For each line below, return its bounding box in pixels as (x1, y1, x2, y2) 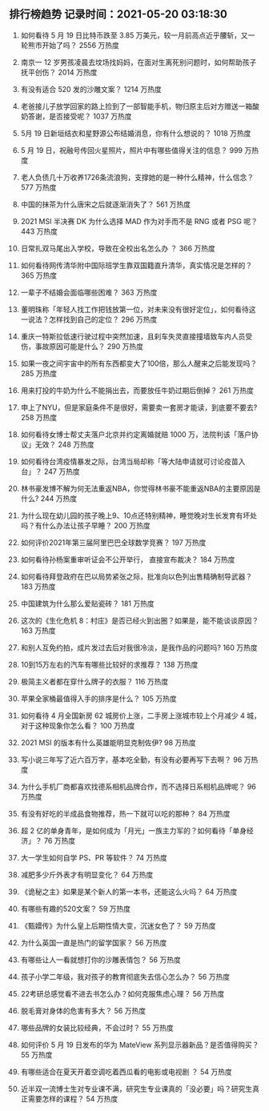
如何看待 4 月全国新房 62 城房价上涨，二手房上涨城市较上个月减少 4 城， (20, 711, 261, 720)
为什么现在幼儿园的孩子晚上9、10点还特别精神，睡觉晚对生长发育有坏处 (20, 511, 258, 520)
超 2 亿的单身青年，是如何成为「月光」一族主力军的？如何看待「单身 (20, 825, 247, 835)
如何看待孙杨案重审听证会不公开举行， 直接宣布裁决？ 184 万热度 (20, 555, 235, 564)
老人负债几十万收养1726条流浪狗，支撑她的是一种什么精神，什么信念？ (20, 172, 255, 182)
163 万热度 (20, 625, 56, 635)
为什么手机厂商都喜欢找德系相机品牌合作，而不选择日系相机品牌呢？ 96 (20, 781, 257, 791)
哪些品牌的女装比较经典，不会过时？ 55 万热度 (20, 1023, 175, 1033)
